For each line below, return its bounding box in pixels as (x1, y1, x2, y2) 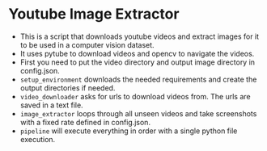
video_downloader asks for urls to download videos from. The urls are (19, 91, 251, 101)
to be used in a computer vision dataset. (19, 40, 155, 49)
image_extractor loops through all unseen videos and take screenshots (19, 108, 257, 118)
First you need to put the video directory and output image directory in (19, 57, 256, 67)
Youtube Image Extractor (8, 5, 180, 23)
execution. (19, 134, 56, 144)
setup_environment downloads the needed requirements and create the (19, 74, 257, 84)
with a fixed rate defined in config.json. (19, 117, 151, 127)
